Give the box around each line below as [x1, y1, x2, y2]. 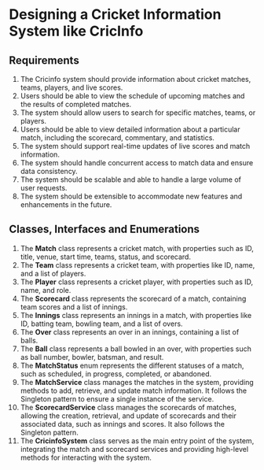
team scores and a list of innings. [20, 302, 128, 312]
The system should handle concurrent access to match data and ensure [20, 158, 254, 167]
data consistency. [20, 167, 78, 176]
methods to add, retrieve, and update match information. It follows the [20, 386, 247, 395]
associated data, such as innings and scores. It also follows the [20, 419, 225, 428]
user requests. [20, 183, 68, 192]
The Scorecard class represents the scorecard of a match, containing [20, 294, 247, 303]
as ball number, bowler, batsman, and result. [20, 352, 164, 361]
